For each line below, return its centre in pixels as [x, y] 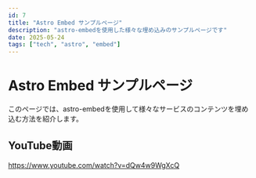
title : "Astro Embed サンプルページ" [65, 23]
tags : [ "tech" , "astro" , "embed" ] [65, 45]
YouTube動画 [40, 146]
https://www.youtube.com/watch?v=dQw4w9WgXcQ [94, 165]
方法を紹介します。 [52, 119]
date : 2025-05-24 [36, 37]
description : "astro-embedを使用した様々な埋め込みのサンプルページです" [118, 30]
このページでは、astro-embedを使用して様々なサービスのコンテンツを [121, 109]
